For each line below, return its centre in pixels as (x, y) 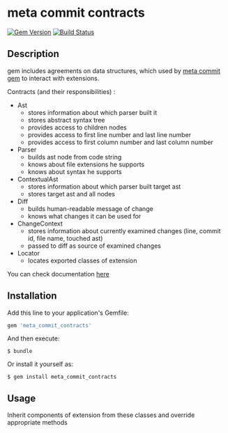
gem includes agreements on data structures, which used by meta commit (114, 70)
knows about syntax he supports (75, 171)
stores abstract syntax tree (66, 120)
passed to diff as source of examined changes (94, 246)
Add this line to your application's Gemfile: (68, 313)
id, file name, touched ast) (65, 238)
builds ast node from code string (75, 157)
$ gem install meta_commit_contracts (62, 377)
